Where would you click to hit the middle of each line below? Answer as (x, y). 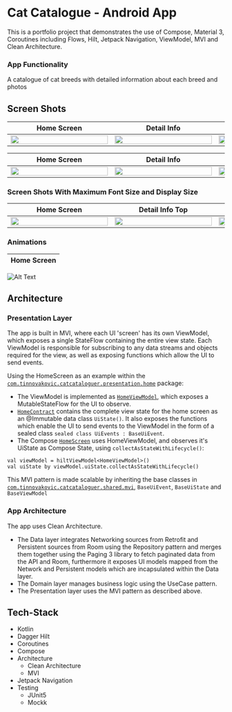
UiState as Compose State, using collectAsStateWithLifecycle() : (110, 448)
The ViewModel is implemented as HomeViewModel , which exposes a (113, 397)
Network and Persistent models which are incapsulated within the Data (118, 569)
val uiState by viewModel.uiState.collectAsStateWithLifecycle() (103, 467)
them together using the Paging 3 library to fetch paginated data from (116, 554)
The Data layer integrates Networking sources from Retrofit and (108, 539)
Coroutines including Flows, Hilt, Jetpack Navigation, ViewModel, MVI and (113, 39)
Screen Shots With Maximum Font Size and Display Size (103, 191)
